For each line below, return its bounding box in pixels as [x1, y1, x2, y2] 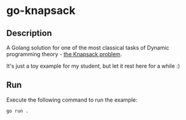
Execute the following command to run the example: [6, 96, 138, 104]
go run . [6, 108, 29, 114]
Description [6, 28, 52, 38]
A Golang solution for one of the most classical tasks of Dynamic [6, 44, 169, 51]
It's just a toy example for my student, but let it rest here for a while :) [6, 62, 180, 69]
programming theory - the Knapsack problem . [6, 51, 122, 58]
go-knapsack [6, 4, 76, 18]
